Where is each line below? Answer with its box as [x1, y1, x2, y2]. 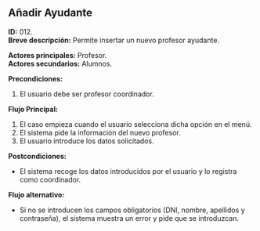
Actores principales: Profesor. [8, 50, 107, 60]
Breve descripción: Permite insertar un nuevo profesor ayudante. [8, 35, 220, 45]
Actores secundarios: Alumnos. [8, 59, 112, 68]
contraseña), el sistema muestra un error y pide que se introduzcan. [19, 213, 240, 222]
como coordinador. [19, 175, 81, 184]
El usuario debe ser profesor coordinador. [19, 89, 154, 99]
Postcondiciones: [8, 151, 67, 161]
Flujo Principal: [8, 104, 59, 114]
